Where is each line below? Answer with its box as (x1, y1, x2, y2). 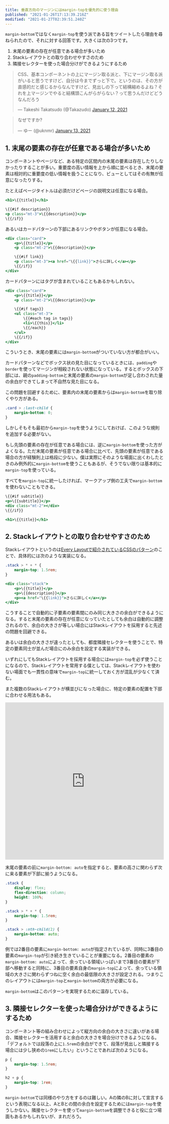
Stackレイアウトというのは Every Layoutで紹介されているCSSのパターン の (5, 546, 158, 552)
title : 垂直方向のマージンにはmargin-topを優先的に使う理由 (5, 7, 119, 13)
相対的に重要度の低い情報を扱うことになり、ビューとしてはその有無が (14, 171, 159, 177)
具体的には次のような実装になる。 (18, 553, 89, 559)
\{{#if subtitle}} (5, 494, 44, 499)
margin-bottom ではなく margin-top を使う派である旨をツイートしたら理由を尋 (5, 31, 163, 37)
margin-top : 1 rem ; (14, 1080, 53, 1085)
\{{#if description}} (5, 207, 51, 212)
